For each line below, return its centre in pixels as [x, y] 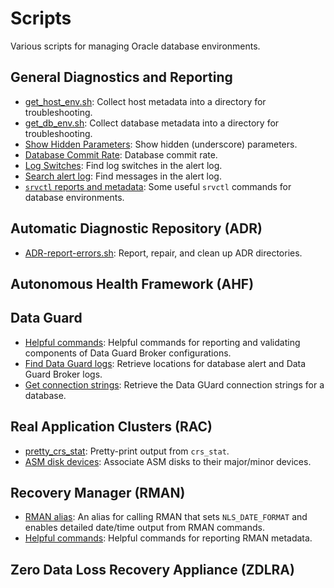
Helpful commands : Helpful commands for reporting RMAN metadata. [168, 538]
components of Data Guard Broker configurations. [128, 353]
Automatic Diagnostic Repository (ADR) [136, 228]
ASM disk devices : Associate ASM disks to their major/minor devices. [168, 461]
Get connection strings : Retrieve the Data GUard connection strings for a [174, 384]
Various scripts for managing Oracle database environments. [135, 46]
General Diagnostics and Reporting [121, 77]
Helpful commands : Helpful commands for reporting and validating [162, 342]
